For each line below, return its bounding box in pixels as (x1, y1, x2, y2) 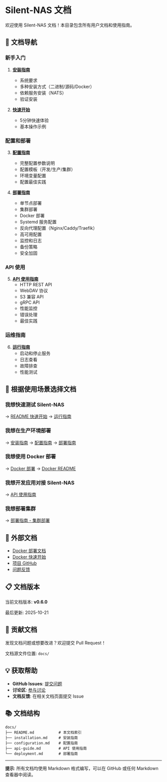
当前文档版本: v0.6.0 (5, 599, 48, 605)
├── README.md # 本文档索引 (5, 730, 82, 735)
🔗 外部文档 (5, 533, 37, 542)
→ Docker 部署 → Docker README (5, 465, 76, 471)
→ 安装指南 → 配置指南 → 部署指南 (5, 439, 76, 445)
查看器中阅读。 (5, 772, 36, 778)
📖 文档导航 (5, 38, 37, 46)
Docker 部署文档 (12, 548, 46, 554)
